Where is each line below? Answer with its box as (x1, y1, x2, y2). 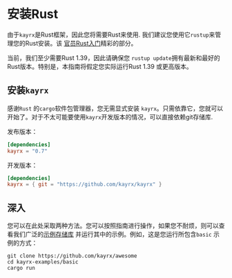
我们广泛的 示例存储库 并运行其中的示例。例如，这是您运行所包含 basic (12, 230, 212, 239)
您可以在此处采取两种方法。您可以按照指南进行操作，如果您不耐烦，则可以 (7, 221, 219, 230)
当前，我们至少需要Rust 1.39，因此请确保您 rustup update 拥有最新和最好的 (7, 53, 220, 62)
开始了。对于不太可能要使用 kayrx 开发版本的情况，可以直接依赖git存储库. (7, 112, 213, 121)
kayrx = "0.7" (7, 148, 48, 155)
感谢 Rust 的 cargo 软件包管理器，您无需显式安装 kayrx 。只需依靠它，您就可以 (7, 104, 224, 112)
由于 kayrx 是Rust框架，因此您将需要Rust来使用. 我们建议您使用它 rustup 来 (7, 30, 215, 39)
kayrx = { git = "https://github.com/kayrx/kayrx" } (7, 181, 162, 188)
